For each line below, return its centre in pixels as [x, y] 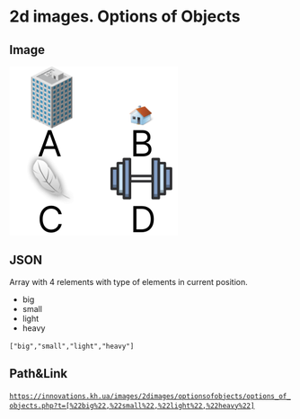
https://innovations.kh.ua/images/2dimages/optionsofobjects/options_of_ [150, 396]
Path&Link [39, 374]
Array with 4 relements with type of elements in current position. [129, 281]
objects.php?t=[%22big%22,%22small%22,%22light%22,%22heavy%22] [132, 406]
